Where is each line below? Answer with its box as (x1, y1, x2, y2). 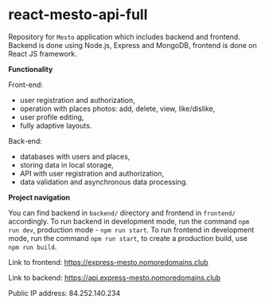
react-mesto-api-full (8, 6, 148, 24)
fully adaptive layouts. (19, 120, 92, 130)
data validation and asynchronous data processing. (19, 177, 189, 187)
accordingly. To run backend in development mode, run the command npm (8, 216, 250, 226)
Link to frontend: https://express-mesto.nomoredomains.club (8, 257, 208, 266)
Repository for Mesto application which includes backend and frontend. (8, 32, 240, 41)
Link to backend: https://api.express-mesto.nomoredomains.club (8, 273, 221, 282)
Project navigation (8, 192, 70, 202)
